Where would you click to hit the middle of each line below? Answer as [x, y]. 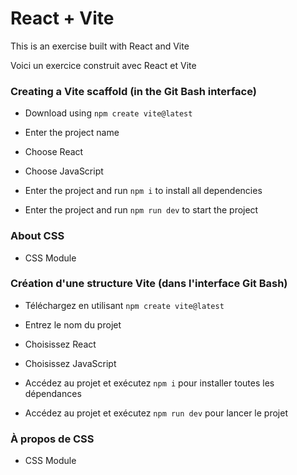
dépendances [53, 393]
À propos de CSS [52, 439]
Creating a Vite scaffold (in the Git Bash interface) [133, 91]
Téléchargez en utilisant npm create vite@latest [124, 305]
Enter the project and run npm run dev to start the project [141, 210]
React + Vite [62, 18]
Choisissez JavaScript [70, 363]
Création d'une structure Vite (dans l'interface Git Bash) [149, 284]
